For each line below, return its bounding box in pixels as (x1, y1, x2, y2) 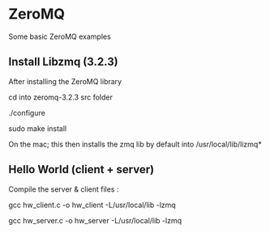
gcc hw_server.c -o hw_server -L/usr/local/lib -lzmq (8, 215, 182, 225)
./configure (8, 108, 46, 117)
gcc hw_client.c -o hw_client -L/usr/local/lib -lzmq (8, 200, 176, 210)
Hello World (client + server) (8, 163, 155, 176)
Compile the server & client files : (8, 184, 119, 194)
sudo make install (8, 123, 67, 133)
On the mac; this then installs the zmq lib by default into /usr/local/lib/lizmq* (8, 139, 262, 149)
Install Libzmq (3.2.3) (8, 55, 119, 69)
